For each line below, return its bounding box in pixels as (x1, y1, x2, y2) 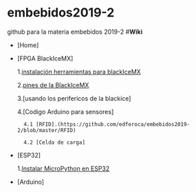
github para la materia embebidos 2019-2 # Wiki (7, 28, 143, 36)
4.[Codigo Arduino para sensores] (17, 107, 114, 116)
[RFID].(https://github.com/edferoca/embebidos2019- (35, 120, 190, 128)
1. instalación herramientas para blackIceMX (17, 67, 141, 76)
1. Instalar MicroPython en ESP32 (17, 164, 110, 173)
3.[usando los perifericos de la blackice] (17, 94, 131, 103)
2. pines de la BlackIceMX (17, 81, 89, 89)
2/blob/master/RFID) (17, 127, 76, 134)
